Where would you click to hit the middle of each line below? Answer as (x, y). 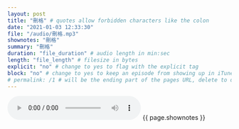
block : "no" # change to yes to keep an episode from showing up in (111, 73)
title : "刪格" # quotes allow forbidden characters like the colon (108, 21)
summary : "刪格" (30, 47)
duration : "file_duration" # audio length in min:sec (89, 54)
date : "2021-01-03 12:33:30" (51, 27)
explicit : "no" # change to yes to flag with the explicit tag (103, 67)
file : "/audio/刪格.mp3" (43, 34)
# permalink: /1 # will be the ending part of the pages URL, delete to (117, 80)
